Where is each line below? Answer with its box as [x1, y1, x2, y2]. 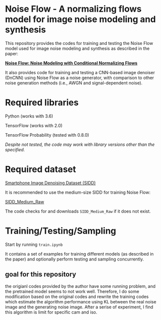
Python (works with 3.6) [5, 113, 54, 119]
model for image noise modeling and [5, 14, 156, 25]
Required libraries [5, 97, 79, 108]
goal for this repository [5, 270, 77, 279]
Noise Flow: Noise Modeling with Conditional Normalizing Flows [5, 60, 138, 66]
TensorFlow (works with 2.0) [5, 122, 62, 128]
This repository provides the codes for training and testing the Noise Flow [5, 40, 153, 46]
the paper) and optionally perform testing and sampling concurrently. [5, 256, 144, 262]
